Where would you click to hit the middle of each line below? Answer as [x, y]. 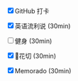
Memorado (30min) [43, 71]
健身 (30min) [34, 41]
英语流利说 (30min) [43, 26]
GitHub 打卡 [32, 11]
